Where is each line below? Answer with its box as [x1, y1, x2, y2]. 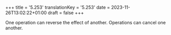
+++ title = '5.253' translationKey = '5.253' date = [5, 5, 110, 10]
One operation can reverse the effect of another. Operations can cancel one [5, 20, 166, 25]
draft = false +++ [48, 10, 84, 16]
